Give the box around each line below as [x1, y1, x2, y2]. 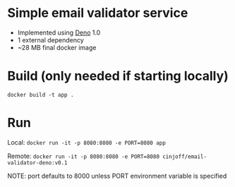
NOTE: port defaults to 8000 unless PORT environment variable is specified [7, 171, 227, 180]
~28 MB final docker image [17, 43, 97, 52]
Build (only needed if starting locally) [7, 68, 229, 84]
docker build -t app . [7, 91, 74, 98]
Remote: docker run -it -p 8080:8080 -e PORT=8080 [7, 152, 160, 160]
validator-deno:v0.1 [7, 159, 68, 167]
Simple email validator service [7, 5, 188, 21]
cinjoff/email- [162, 153, 207, 160]
